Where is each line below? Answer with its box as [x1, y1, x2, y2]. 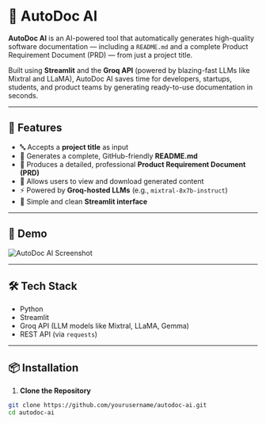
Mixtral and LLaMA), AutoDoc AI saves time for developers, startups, [8, 74, 232, 83]
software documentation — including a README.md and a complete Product [8, 41, 249, 51]
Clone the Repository [19, 386, 91, 395]
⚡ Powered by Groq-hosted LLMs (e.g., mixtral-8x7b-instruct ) [19, 185, 228, 195]
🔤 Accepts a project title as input [19, 142, 129, 151]
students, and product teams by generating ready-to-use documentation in [8, 82, 253, 92]
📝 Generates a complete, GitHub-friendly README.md [19, 151, 198, 161]
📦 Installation [8, 360, 79, 375]
